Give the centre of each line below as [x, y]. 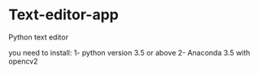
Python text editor [39, 37]
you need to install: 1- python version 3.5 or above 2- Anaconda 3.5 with [129, 52]
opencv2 [23, 61]
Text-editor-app [64, 15]
